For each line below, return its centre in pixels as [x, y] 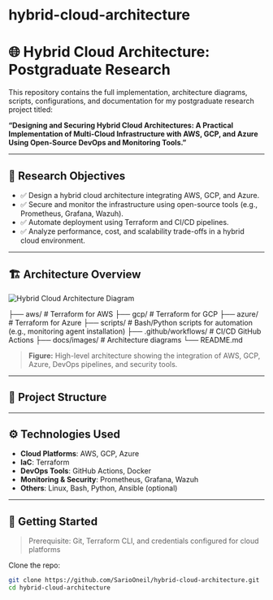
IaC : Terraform [45, 462]
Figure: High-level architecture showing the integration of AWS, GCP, [144, 356]
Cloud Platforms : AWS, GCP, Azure [80, 454]
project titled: [30, 110]
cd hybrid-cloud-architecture [60, 588]
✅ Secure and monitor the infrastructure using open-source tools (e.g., [139, 204]
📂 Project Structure [58, 397]
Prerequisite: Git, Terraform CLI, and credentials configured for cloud [143, 541]
